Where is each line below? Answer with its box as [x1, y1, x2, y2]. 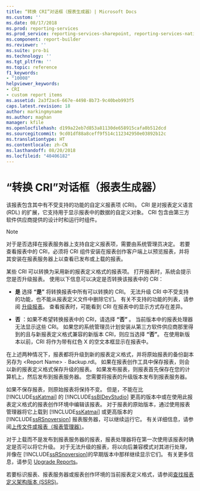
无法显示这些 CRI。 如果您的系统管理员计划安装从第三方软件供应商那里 [14, 323, 189, 331]
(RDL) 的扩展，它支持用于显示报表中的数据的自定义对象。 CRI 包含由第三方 [6, 209, 190, 216]
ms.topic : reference [6, 64, 58, 70]
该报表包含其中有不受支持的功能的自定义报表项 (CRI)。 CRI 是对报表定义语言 [6, 201, 193, 209]
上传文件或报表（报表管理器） [11, 423, 82, 430]
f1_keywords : [6, 70, 39, 76]
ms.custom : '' [6, 14, 42, 20]
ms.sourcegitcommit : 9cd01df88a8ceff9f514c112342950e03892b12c [6, 131, 167, 137]
